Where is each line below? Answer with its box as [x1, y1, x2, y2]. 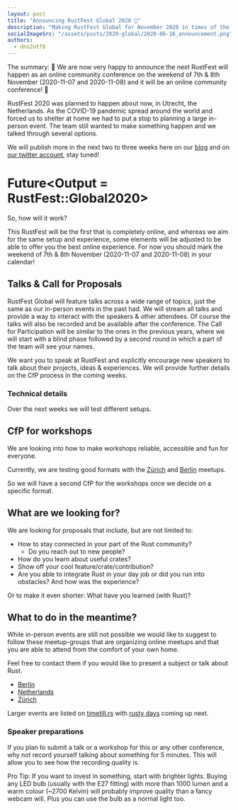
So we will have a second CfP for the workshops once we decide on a [7, 479, 212, 488]
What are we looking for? [7, 507, 120, 519]
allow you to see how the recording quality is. [7, 758, 140, 766]
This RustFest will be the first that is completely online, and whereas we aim [7, 227, 229, 236]
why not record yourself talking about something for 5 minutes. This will [7, 750, 217, 759]
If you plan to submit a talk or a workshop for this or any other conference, [7, 743, 225, 751]
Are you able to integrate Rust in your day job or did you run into [17, 570, 205, 578]
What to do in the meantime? [7, 612, 137, 624]
